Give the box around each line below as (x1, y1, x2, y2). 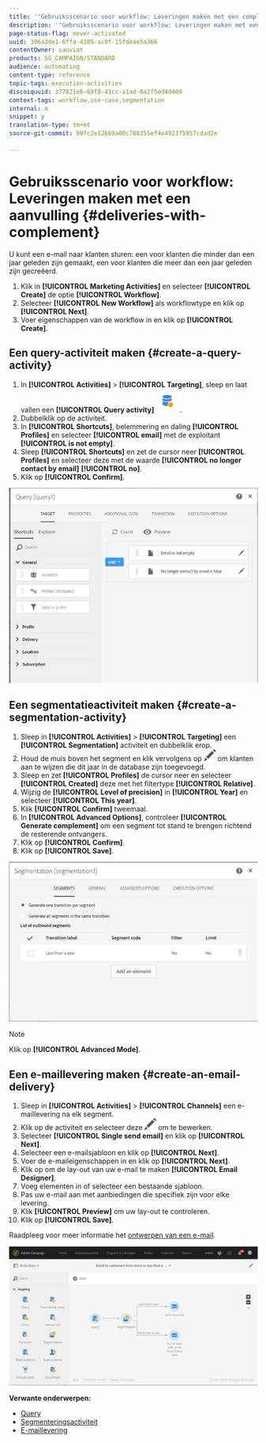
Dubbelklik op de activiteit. (20, 413, 107, 423)
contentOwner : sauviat (9, 46, 84, 55)
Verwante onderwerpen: (9, 1393, 92, 1403)
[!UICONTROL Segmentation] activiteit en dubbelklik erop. (20, 740, 212, 750)
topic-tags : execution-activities (9, 79, 123, 87)
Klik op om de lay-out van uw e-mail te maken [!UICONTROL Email (20, 1165, 238, 1174)
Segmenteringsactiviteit (20, 1417, 98, 1426)
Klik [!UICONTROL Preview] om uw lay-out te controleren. (20, 1207, 210, 1216)
